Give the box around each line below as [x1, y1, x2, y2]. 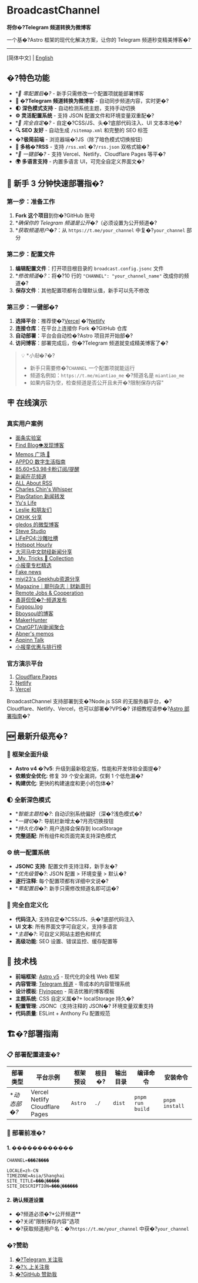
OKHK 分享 [15, 513, 42, 520]
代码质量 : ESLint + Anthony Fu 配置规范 [15, 1010, 110, 1017]
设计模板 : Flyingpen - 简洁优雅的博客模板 [15, 988, 115, 995]
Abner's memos [15, 630, 54, 637]
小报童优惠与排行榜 [15, 643, 62, 650]
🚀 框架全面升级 [6, 750, 49, 759]
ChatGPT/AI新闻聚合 [15, 623, 65, 630]
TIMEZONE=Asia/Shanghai [6, 1173, 65, 1179]
